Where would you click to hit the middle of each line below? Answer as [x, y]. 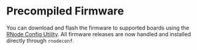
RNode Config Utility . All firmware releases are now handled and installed [99, 34]
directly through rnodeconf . [40, 40]
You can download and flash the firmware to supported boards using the [98, 28]
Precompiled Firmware [65, 11]
